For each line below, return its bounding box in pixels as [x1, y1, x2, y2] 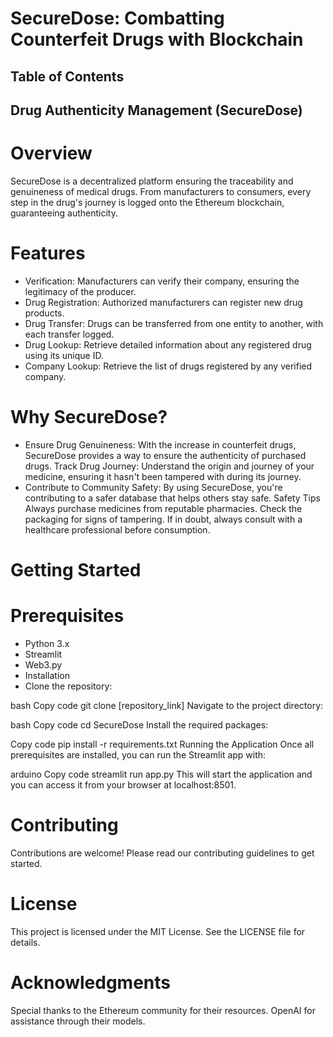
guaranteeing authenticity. [10, 207, 119, 219]
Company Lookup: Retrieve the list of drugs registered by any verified [24, 360, 313, 372]
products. [24, 307, 65, 319]
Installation [24, 669, 71, 681]
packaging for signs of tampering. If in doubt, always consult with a [24, 513, 303, 525]
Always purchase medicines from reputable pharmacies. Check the [24, 502, 303, 514]
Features [10, 242, 86, 265]
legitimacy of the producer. [24, 285, 137, 297]
